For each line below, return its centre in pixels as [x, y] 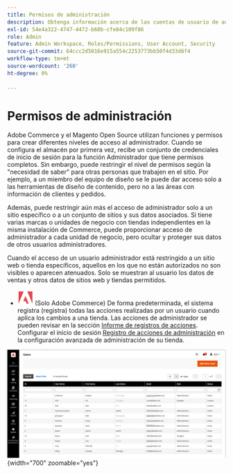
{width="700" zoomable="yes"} [53, 463]
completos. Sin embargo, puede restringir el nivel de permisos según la [109, 165]
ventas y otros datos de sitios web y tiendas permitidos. [87, 280]
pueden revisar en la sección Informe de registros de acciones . [107, 325]
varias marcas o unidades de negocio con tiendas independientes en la [109, 222]
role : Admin [24, 37]
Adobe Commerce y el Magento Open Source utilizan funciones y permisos [115, 135]
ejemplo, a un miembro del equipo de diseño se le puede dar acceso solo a [114, 179]
